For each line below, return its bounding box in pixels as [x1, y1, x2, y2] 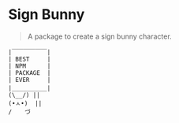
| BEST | [8, 55, 51, 63]
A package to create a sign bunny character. [27, 32, 172, 41]
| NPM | [8, 61, 51, 70]
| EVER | [8, 76, 51, 84]
